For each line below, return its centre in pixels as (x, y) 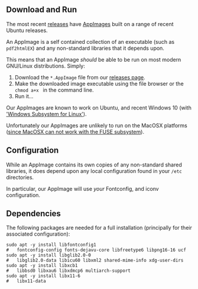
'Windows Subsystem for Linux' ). (46, 114)
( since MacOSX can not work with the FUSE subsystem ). (75, 131)
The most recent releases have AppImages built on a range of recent (90, 24)
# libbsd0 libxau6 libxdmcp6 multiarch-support (69, 271)
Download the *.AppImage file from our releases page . (80, 77)
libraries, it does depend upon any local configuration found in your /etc (94, 171)
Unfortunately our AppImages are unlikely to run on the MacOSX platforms (97, 125)
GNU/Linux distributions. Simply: (46, 66)
